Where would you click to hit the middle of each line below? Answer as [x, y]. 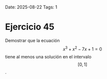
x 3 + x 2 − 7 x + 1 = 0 [82, 49]
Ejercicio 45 [30, 27]
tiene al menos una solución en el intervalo [48, 56]
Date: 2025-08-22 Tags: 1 [31, 7]
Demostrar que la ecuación [32, 40]
